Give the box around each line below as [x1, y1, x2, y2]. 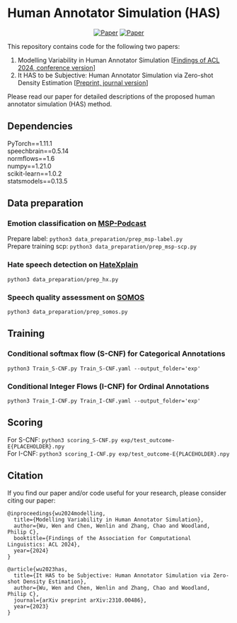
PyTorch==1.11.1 [7, 139, 52, 147]
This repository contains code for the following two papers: [7, 42, 180, 50]
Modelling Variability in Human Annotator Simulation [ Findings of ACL [17, 55, 220, 64]
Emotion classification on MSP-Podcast [7, 218, 146, 228]
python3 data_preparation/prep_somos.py [7, 308, 129, 316]
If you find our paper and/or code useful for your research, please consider [7, 488, 226, 497]
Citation [7, 470, 44, 482]
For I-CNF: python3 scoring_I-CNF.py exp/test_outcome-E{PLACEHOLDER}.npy [7, 449, 230, 458]
